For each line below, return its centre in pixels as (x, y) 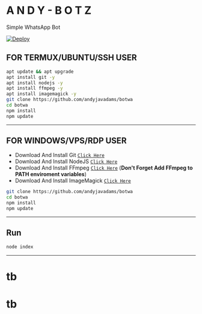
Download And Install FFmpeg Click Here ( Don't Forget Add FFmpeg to (104, 168)
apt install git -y (31, 77)
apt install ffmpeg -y (35, 88)
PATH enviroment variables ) (51, 174)
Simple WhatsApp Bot (33, 27)
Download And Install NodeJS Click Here (66, 162)
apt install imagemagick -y (41, 94)
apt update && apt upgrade (40, 72)
